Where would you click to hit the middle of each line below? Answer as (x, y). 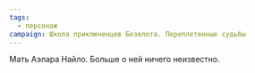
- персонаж (38, 26)
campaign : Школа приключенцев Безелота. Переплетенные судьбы (127, 34)
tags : (19, 17)
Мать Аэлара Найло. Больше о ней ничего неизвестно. (115, 60)
